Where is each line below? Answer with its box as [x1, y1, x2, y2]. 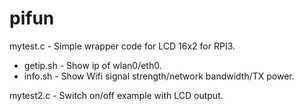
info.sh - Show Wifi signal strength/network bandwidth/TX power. [23, 70, 295, 82]
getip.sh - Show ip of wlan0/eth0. [23, 59, 162, 71]
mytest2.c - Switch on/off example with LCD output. [9, 89, 224, 101]
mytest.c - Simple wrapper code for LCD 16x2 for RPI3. [9, 40, 236, 52]
